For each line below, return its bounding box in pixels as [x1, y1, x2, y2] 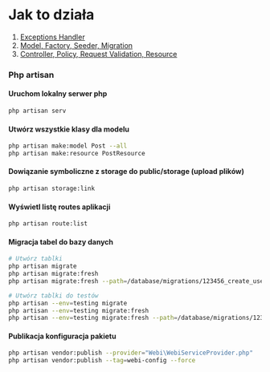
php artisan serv [8, 107, 67, 115]
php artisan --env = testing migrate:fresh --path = [8, 314, 178, 322]
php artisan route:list [8, 220, 88, 228]
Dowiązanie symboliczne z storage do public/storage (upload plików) [8, 167, 245, 176]
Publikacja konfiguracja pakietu [8, 331, 117, 341]
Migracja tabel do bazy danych [8, 237, 114, 246]
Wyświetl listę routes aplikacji [8, 202, 111, 212]
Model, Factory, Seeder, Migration [19, 40, 133, 50]
